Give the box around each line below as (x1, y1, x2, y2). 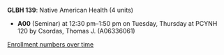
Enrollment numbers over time (7, 40, 94, 48)
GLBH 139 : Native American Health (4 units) (7, 6, 134, 14)
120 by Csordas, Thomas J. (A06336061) (17, 27, 135, 35)
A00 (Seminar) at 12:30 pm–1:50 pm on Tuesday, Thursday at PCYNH (17, 19, 218, 27)
